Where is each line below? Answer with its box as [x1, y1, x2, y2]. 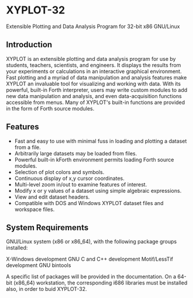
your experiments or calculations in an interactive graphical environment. [6, 68, 182, 75]
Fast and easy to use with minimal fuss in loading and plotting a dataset [14, 137, 187, 144]
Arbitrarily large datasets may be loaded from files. [14, 150, 137, 157]
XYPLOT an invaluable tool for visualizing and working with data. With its [6, 80, 181, 87]
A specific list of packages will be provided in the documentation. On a [6, 273, 177, 280]
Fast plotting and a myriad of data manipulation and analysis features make [6, 74, 187, 81]
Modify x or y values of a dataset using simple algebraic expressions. [14, 187, 182, 194]
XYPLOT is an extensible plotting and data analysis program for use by [6, 55, 176, 62]
